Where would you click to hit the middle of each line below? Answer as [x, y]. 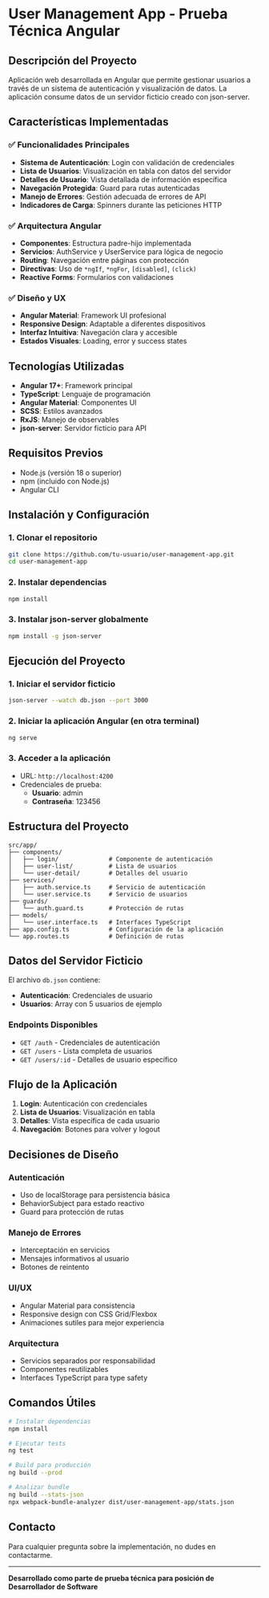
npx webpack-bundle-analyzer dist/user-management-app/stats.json [121, 1502]
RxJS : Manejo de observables [69, 420]
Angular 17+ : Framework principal [76, 386]
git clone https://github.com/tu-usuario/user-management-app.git [121, 554]
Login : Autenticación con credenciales [84, 1104]
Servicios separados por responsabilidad [88, 1361]
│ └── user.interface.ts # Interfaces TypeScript [100, 922]
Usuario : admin [58, 793]
